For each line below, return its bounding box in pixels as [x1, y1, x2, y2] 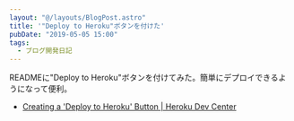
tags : [9, 38, 30, 48]
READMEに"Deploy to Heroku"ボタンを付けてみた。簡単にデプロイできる [9, 73, 279, 83]
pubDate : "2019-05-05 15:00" [9, 30, 118, 39]
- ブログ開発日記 [17, 47, 73, 56]
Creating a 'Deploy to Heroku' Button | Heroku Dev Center [22, 101, 237, 112]
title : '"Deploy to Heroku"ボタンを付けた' [9, 22, 165, 30]
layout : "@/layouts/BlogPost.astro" [9, 13, 146, 22]
